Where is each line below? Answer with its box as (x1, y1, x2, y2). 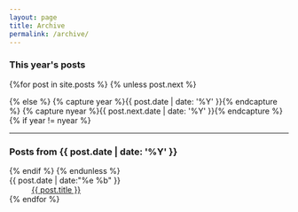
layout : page (9, 12, 58, 22)
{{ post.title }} (31, 184, 82, 195)
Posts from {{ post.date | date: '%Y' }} (9, 145, 178, 158)
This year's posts (9, 59, 86, 71)
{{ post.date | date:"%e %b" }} (9, 175, 122, 185)
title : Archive (9, 21, 66, 30)
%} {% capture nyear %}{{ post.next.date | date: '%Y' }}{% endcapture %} (9, 106, 284, 116)
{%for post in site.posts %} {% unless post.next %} (9, 79, 197, 90)
